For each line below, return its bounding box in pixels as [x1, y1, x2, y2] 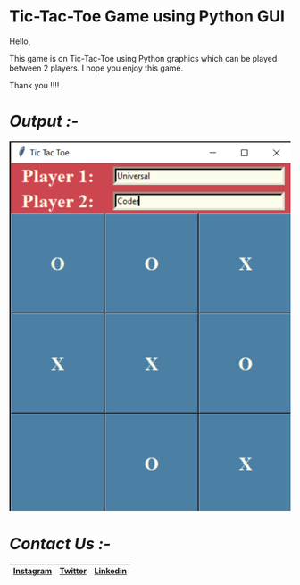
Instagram [12, 565, 53, 577]
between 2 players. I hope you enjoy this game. [9, 63, 184, 73]
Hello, [9, 36, 31, 46]
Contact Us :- [9, 533, 112, 554]
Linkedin [94, 565, 128, 577]
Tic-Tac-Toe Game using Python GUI [9, 6, 286, 27]
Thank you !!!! [9, 79, 60, 90]
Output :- [9, 112, 79, 131]
